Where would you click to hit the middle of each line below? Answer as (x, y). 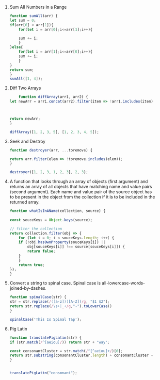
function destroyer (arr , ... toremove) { (51, 150)
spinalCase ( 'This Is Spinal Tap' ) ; (46, 319)
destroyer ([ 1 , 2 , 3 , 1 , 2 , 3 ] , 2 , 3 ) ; (49, 172)
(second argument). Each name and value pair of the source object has (81, 192)
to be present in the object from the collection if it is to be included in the (82, 197)
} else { (16, 47)
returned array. (24, 202)
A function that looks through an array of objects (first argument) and (79, 182)
